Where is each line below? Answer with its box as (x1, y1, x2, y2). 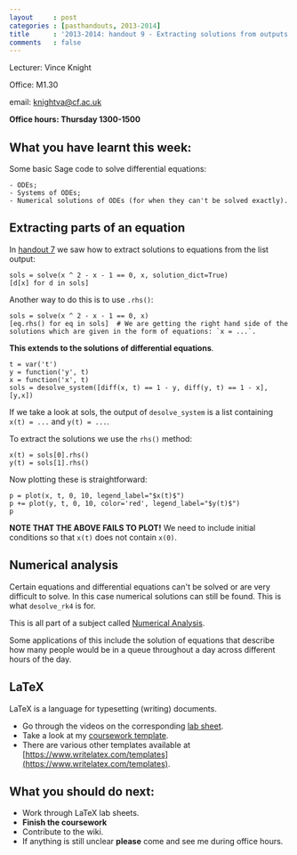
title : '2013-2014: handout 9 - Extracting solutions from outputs (9, 29, 289, 38)
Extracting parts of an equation (9, 220, 186, 236)
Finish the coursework (21, 817, 108, 828)
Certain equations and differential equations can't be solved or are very (9, 581, 271, 592)
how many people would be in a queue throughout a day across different (9, 644, 276, 655)
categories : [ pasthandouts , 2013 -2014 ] (9, 21, 162, 30)
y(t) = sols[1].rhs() (9, 458, 90, 468)
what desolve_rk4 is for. (9, 600, 96, 611)
